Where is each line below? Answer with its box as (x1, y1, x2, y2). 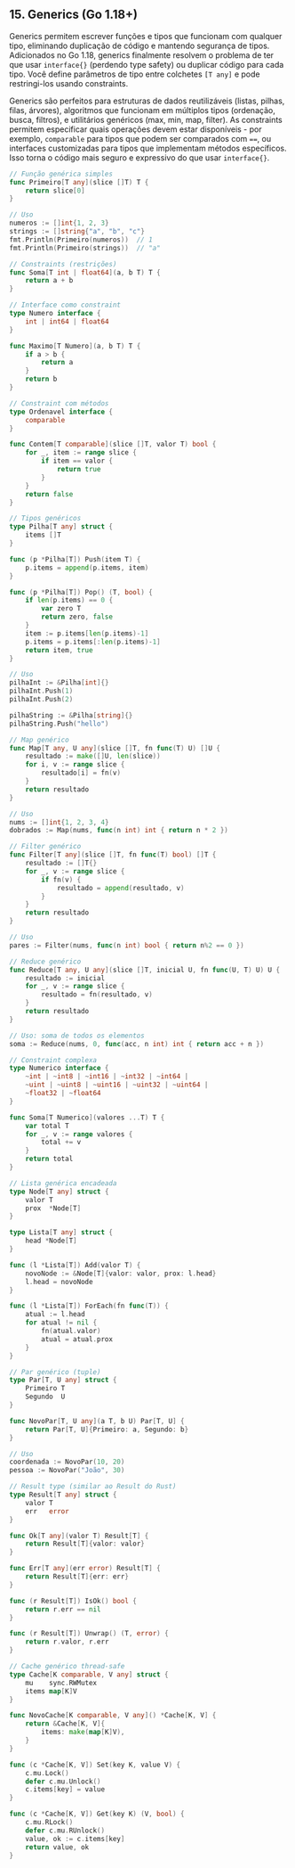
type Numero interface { (9, 309, 101, 318)
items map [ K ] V (25, 1686, 77, 1696)
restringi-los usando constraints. (9, 78, 129, 88)
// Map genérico (9, 735, 69, 744)
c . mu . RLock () (25, 1818, 74, 1827)
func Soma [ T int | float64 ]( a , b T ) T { (9, 267, 162, 277)
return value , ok (25, 1842, 90, 1852)
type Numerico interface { (9, 1064, 109, 1073)
